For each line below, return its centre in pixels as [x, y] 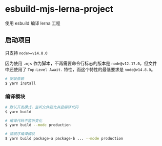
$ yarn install [20, 83]
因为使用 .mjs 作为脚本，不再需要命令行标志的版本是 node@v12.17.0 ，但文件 [81, 63]
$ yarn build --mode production [38, 125]
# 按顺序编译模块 [20, 134]
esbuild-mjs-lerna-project [59, 9]
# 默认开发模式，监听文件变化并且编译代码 [42, 107]
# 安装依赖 [15, 79]
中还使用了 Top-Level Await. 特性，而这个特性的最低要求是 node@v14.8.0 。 [80, 69]
